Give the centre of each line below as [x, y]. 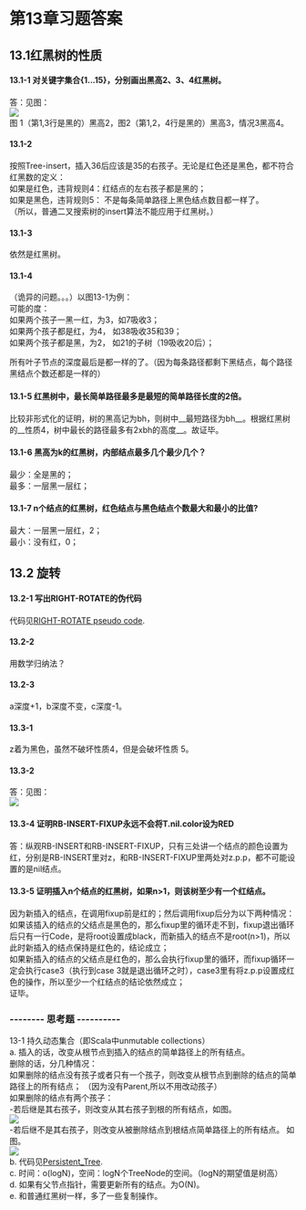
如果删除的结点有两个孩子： [61, 1098]
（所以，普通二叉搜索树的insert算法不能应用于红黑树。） [114, 211]
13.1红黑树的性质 [56, 55]
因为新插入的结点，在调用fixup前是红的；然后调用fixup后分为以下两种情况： [152, 913]
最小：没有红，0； [44, 542]
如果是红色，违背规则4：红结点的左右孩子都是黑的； [108, 188]
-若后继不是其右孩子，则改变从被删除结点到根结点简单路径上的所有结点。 [147, 1130]
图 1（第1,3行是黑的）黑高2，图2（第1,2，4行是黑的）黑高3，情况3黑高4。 [149, 122]
